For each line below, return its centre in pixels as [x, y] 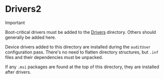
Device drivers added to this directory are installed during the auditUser [78, 47]
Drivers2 [23, 9]
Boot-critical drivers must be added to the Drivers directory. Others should [81, 32]
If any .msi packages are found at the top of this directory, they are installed [82, 67]
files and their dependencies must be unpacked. [54, 57]
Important [15, 23]
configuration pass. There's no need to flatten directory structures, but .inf [82, 52]
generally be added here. [31, 37]
